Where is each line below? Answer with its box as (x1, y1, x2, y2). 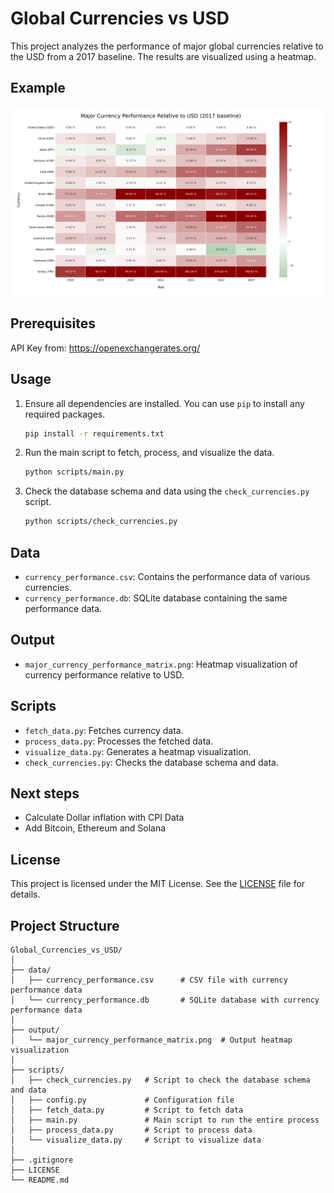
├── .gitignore (10, 1155, 74, 1166)
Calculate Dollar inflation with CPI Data (24, 812, 185, 824)
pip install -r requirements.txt (24, 428, 165, 439)
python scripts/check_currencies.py (24, 517, 178, 527)
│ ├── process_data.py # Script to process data (10, 1125, 253, 1136)
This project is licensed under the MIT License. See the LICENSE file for (10, 878, 306, 890)
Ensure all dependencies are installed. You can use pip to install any (24, 397, 305, 409)
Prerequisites (10, 315, 96, 332)
